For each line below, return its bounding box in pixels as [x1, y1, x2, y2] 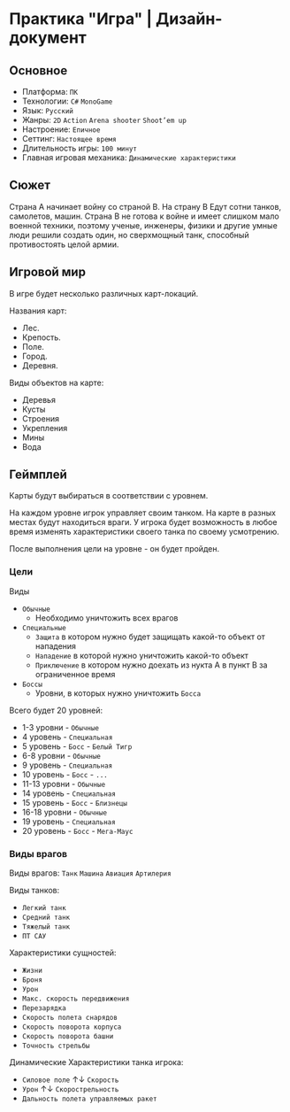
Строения [21, 413, 60, 424]
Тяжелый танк [21, 923, 71, 931]
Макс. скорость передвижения [21, 994, 130, 1004]
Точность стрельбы [21, 1041, 90, 1051]
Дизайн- [155, 9, 223, 29]
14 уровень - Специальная [21, 788, 117, 799]
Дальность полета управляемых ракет [21, 1094, 157, 1104]
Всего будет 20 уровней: [9, 705, 103, 715]
